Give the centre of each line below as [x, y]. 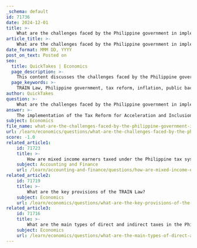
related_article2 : [28, 176]
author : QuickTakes [30, 93]
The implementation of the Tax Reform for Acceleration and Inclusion [105, 115]
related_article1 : [28, 143]
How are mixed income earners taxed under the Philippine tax [105, 159]
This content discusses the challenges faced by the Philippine [97, 77]
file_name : [19, 126]
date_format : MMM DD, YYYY [39, 50]
